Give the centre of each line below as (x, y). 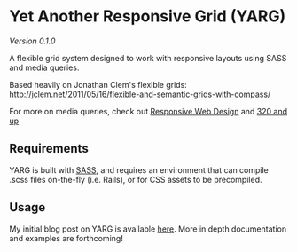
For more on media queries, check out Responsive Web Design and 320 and (148, 111)
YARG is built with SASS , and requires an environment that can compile (139, 169)
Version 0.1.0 (32, 41)
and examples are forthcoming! (66, 238)
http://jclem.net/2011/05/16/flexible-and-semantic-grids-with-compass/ (140, 94)
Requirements (49, 149)
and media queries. (44, 67)
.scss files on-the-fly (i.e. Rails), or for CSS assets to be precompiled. (136, 179)
